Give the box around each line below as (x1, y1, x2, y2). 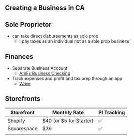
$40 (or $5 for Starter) (42, 117, 94, 124)
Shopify (7, 117, 25, 124)
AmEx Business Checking (19, 70, 71, 77)
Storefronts (5, 94, 41, 103)
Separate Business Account (12, 65, 68, 71)
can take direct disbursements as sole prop (12, 33, 99, 39)
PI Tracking (98, 109, 125, 116)
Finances (5, 52, 33, 61)
